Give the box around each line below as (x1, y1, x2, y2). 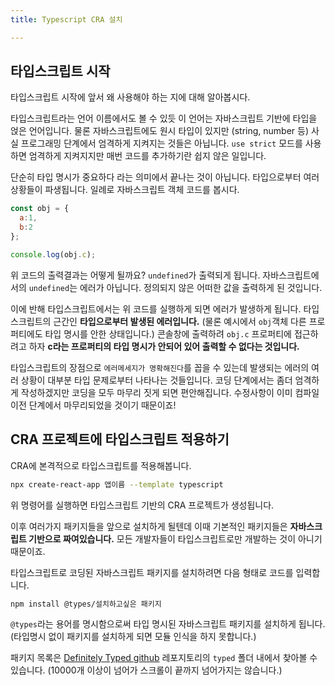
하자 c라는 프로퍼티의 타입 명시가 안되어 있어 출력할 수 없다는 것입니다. (28, 340, 300, 352)
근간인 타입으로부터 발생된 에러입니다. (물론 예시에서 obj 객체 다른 (53, 315, 307, 327)
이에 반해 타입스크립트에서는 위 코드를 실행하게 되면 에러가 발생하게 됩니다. (10, 302, 302, 315)
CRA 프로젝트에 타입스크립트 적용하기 (10, 431, 230, 448)
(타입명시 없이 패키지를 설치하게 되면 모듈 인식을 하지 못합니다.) (10, 631, 257, 643)
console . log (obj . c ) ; (10, 249, 97, 260)
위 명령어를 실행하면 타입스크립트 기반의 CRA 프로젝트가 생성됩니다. (10, 499, 275, 511)
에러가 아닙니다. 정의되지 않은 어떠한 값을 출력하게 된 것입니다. (79, 281, 323, 293)
